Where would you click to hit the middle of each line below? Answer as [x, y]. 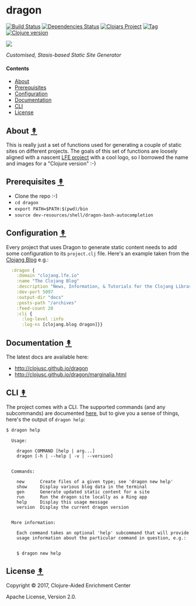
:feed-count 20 [35, 308]
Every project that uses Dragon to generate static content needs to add [92, 247]
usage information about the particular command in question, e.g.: [101, 538]
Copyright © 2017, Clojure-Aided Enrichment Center [69, 585]
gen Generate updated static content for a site [83, 492]
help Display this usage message [62, 502]
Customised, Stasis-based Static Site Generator [64, 55]
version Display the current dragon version [73, 507]
